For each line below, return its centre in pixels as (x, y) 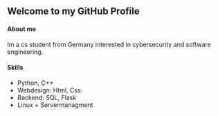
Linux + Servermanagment (55, 105)
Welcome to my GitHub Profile (73, 11)
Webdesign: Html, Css (49, 90)
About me (22, 29)
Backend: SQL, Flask (47, 97)
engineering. (25, 52)
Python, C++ (35, 83)
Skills (15, 68)
